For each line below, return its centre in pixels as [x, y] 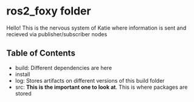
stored [23, 93]
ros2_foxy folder [49, 11]
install [23, 74]
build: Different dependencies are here [64, 68]
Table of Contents [41, 53]
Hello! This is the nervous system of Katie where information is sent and [96, 28]
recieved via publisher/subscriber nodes [57, 34]
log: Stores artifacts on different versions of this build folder [90, 80]
